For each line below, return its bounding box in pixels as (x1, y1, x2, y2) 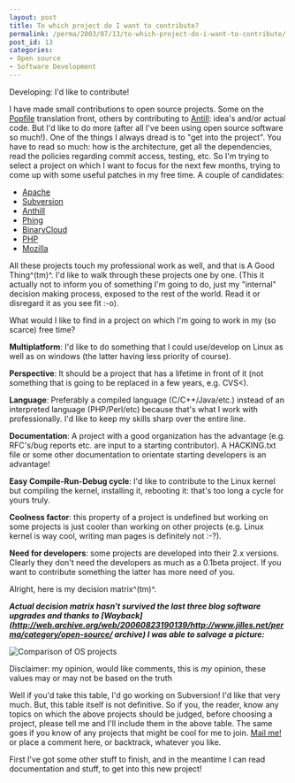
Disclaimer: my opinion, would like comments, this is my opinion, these (9, 663, 267, 673)
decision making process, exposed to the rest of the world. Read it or (9, 288, 261, 299)
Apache (21, 187, 51, 197)
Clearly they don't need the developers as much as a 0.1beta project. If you (9, 557, 282, 567)
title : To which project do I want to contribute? (9, 21, 200, 30)
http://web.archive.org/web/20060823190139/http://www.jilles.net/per (11, 619, 284, 630)
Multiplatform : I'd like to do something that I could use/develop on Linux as (9, 342, 284, 352)
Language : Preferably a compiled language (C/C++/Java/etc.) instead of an (9, 395, 285, 405)
